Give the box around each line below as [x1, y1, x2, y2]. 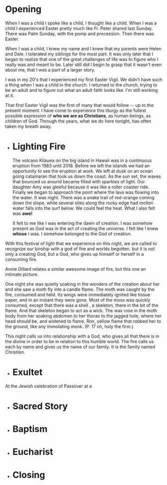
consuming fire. [5, 256, 37, 262]
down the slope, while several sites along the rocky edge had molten [12, 200, 154, 206]
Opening [5, 3, 42, 15]
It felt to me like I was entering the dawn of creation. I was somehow [12, 220, 153, 226]
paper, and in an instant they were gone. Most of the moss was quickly [5, 297, 151, 303]
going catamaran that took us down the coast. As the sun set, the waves [12, 173, 161, 179]
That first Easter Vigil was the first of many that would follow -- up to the [5, 102, 154, 108]
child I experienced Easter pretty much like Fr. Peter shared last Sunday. [5, 25, 153, 31]
